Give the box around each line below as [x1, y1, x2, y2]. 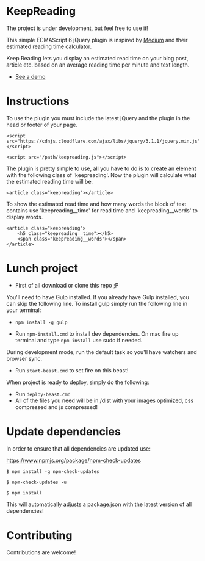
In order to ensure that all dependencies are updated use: [6, 444, 151, 452]
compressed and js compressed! [15, 403, 98, 410]
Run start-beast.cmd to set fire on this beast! [15, 366, 129, 374]
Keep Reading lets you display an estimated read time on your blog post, [6, 54, 189, 62]
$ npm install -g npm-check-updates [6, 468, 99, 474]
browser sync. [6, 355, 43, 362]
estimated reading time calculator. [6, 43, 92, 50]
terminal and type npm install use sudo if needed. [15, 336, 143, 344]
